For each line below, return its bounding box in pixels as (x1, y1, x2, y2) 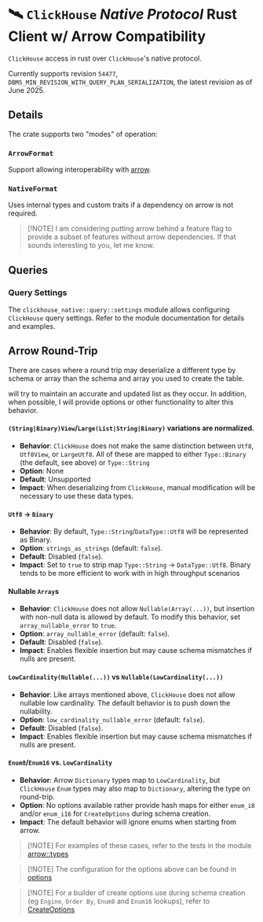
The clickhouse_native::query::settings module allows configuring (8, 305, 230, 315)
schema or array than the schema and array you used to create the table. (8, 374, 245, 383)
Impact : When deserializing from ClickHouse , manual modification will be (19, 483, 256, 492)
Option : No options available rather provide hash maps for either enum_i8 (19, 800, 255, 810)
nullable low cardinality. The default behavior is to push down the (19, 698, 231, 707)
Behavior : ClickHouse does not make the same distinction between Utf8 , (19, 441, 254, 451)
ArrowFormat (8, 149, 54, 157)
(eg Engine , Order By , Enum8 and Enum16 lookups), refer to (27, 896, 210, 905)
